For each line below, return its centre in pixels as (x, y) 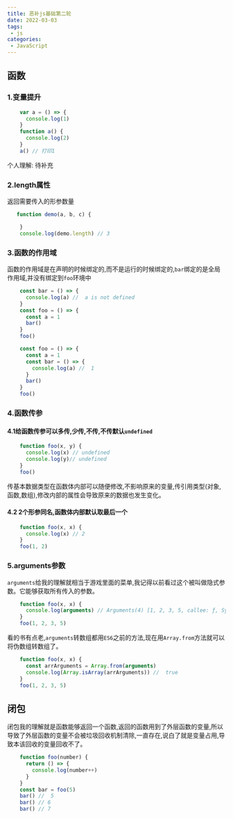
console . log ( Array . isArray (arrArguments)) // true (102, 672)
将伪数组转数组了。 (35, 647)
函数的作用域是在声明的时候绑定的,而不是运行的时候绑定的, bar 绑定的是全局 (114, 269)
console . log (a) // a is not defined (80, 297)
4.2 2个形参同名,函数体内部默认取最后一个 (68, 512)
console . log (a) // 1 (63, 368)
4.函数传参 (25, 413)
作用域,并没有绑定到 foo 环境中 (49, 278)
